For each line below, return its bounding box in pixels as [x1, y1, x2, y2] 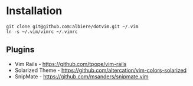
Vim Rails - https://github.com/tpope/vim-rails [14, 60, 127, 67]
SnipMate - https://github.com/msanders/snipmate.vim [14, 72, 149, 80]
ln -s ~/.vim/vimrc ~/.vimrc [6, 28, 78, 35]
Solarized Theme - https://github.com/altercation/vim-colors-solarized [14, 67, 187, 74]
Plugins [6, 45, 35, 55]
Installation [6, 4, 63, 18]
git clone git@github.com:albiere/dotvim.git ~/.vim [6, 24, 139, 29]
